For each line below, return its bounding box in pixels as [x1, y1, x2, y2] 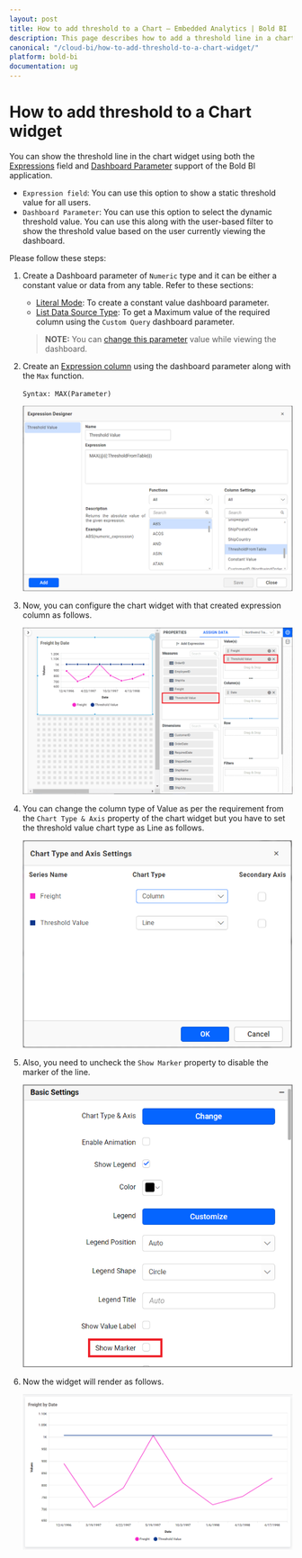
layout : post [9, 14, 58, 23]
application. [9, 169, 53, 180]
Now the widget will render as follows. [22, 1376, 164, 1387]
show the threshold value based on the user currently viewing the [22, 225, 266, 236]
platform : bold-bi [9, 52, 78, 62]
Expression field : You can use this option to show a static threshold [22, 187, 277, 198]
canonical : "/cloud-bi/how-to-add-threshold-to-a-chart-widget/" [9, 43, 259, 52]
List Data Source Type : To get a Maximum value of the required [35, 306, 271, 317]
